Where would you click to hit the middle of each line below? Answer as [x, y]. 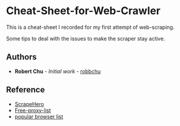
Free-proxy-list [33, 110]
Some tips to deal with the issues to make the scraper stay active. [86, 38]
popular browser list [39, 117]
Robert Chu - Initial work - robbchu [58, 71]
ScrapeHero [29, 104]
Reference [26, 90]
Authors [21, 57]
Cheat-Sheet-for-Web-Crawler [83, 11]
